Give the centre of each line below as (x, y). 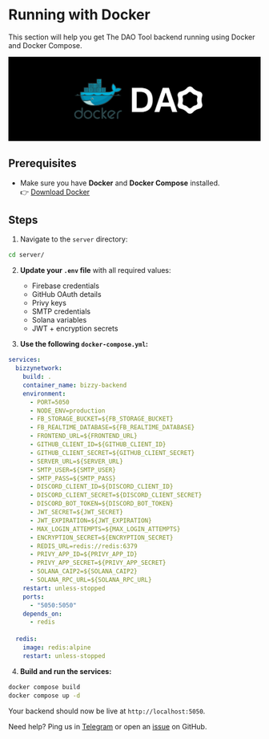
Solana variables (59, 320)
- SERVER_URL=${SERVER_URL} (76, 461)
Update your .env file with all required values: (95, 270)
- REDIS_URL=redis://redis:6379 (83, 546)
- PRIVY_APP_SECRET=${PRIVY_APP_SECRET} (98, 563)
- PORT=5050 (49, 402)
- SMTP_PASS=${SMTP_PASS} (72, 478)
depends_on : (42, 614)
